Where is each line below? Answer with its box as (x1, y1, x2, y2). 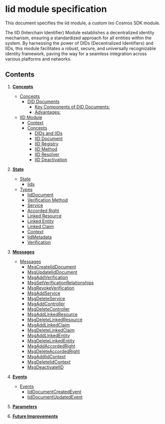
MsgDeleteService (27, 295, 66, 301)
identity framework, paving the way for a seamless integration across (5, 51, 147, 57)
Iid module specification (5, 3, 107, 15)
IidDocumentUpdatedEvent (27, 394, 83, 400)
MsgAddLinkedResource (27, 311, 78, 317)
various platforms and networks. (5, 56, 72, 62)
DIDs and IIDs (34, 130, 63, 136)
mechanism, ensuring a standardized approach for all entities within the (5, 35, 152, 41)
